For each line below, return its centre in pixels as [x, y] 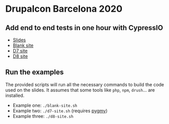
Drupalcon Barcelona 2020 [64, 9]
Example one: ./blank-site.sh [45, 105]
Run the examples [35, 72]
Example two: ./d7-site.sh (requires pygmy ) [60, 111]
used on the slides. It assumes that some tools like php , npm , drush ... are [80, 90]
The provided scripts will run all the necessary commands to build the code [85, 84]
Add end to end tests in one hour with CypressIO [84, 28]
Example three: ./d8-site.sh [43, 116]
